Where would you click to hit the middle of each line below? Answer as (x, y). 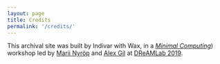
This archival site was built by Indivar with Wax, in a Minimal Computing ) (110, 46)
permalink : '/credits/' (42, 26)
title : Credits (29, 20)
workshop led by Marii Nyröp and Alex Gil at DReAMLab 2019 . (95, 53)
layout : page (26, 13)
